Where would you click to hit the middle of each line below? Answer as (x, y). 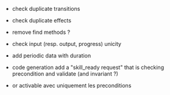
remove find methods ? (41, 32)
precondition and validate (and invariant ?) (65, 74)
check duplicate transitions (46, 9)
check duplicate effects (42, 20)
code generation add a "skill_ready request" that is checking (88, 67)
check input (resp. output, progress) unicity (67, 44)
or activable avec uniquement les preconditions (72, 85)
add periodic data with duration (51, 56)
